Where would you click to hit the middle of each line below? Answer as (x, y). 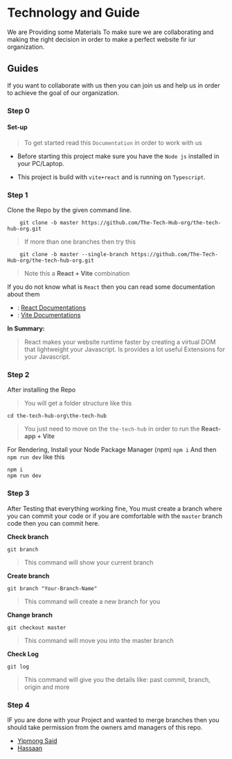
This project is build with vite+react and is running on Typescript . (111, 177)
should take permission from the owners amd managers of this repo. (105, 728)
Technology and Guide (73, 13)
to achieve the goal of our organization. (63, 92)
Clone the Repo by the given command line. (70, 210)
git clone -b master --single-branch (74, 255)
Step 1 (18, 194)
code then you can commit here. (54, 523)
